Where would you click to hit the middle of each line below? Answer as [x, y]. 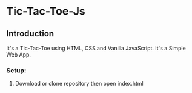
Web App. [19, 55]
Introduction [30, 34]
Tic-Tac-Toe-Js [46, 11]
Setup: [16, 70]
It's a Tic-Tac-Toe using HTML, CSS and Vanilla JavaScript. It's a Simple [96, 48]
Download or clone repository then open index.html [79, 84]
